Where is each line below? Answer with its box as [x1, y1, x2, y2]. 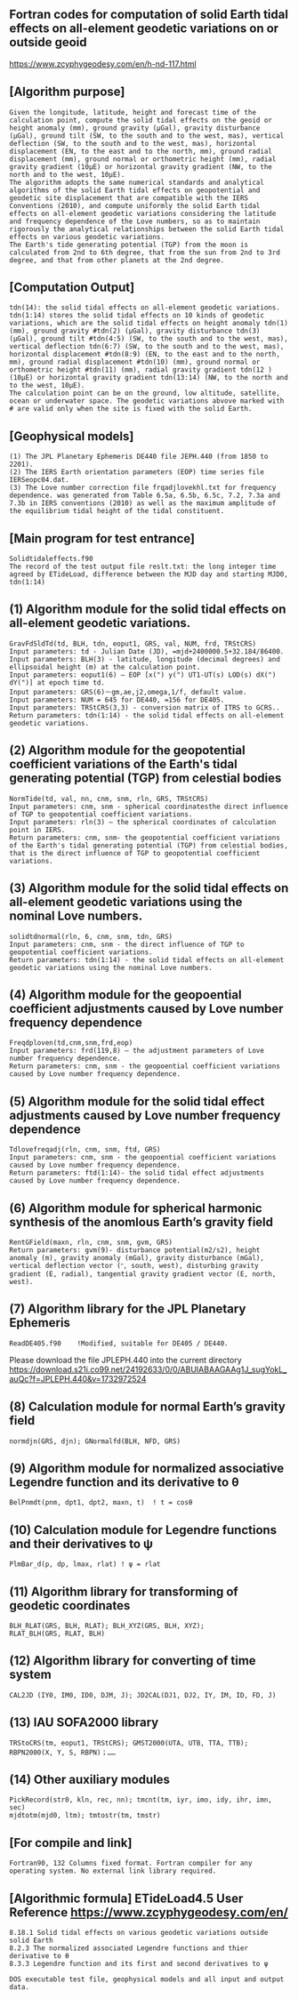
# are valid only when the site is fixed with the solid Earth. [9, 405, 253, 413]
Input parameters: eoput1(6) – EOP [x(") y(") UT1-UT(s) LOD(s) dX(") [9, 670, 277, 679]
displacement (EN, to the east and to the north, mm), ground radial [9, 147, 273, 156]
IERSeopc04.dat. [9, 476, 69, 485]
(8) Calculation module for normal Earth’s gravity [9, 1400, 286, 1415]
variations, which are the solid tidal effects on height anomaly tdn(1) [9, 319, 289, 328]
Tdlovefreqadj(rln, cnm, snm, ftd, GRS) [9, 1145, 162, 1154]
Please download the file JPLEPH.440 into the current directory [9, 1354, 242, 1365]
